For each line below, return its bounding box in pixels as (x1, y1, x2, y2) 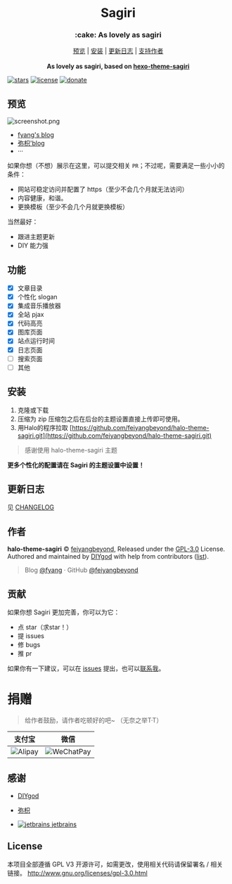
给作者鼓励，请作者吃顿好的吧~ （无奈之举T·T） (24, 715, 163, 724)
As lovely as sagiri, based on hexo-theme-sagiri (46, 62, 190, 71)
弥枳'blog (17, 139, 45, 148)
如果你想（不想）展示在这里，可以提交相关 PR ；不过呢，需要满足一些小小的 (7, 162, 225, 170)
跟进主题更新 (17, 233, 55, 241)
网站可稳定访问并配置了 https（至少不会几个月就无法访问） (17, 185, 188, 194)
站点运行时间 (17, 337, 55, 345)
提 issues (17, 631, 44, 640)
